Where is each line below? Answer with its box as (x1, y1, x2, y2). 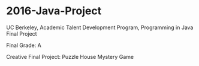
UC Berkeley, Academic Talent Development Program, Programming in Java (6, 24, 194, 31)
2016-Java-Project (6, 4, 102, 18)
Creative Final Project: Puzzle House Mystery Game (6, 53, 134, 60)
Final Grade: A (6, 42, 42, 49)
